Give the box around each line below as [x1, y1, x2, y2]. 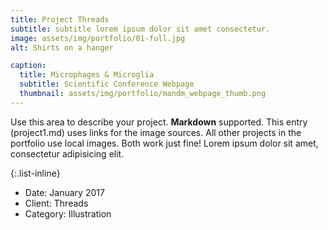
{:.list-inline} [10, 167, 61, 179]
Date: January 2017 [24, 186, 105, 198]
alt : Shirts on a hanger [10, 42, 114, 53]
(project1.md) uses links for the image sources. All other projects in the [10, 126, 302, 138]
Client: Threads [24, 197, 89, 209]
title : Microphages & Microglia [19, 70, 155, 80]
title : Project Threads [10, 14, 110, 25]
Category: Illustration [24, 207, 112, 220]
